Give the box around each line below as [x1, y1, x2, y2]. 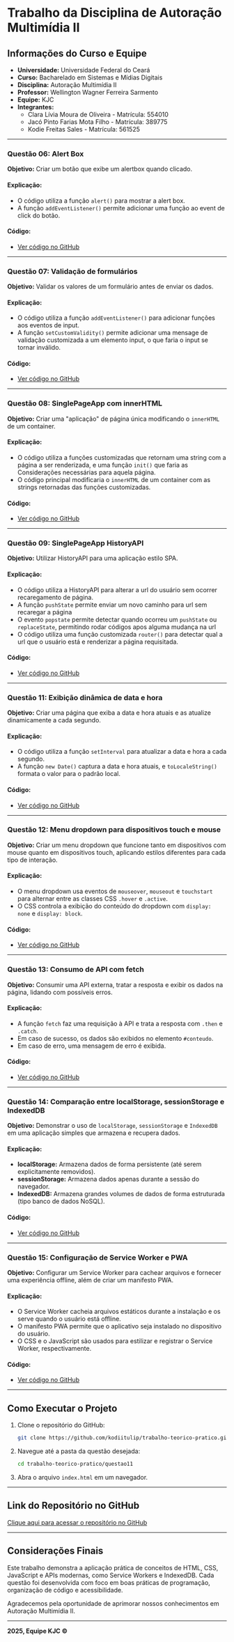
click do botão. [17, 211, 61, 219]
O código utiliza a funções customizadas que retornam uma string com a [17, 453, 226, 461]
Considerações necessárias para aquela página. [17, 468, 156, 477]
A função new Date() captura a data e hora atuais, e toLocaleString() [17, 762, 217, 770]
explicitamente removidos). [17, 1168, 96, 1176]
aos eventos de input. [17, 321, 80, 330]
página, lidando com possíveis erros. [7, 988, 113, 996]
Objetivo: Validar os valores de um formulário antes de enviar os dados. [7, 282, 214, 291]
